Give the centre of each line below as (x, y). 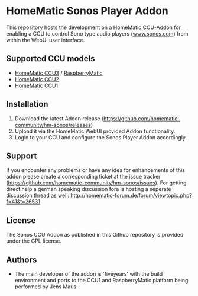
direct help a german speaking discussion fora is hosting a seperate (89, 189)
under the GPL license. (34, 241)
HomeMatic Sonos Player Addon (87, 11)
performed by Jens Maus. (46, 287)
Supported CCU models (51, 58)
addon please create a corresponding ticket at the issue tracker (83, 177)
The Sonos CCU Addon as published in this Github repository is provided (95, 235)
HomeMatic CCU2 (37, 79)
